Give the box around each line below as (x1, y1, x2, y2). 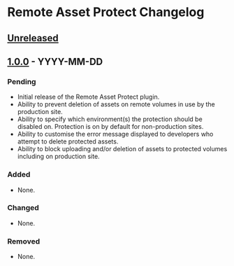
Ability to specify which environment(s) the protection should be (17, 115, 203, 123)
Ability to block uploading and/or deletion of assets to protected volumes (17, 145, 228, 153)
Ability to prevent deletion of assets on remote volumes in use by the (17, 100, 215, 108)
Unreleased (7, 32, 59, 44)
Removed (7, 236, 41, 246)
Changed (7, 203, 40, 213)
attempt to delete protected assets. (17, 137, 119, 146)
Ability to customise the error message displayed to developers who (17, 130, 214, 139)
